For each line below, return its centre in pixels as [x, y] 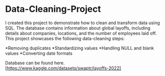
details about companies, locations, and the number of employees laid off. [81, 33]
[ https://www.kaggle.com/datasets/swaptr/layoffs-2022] [63, 68]
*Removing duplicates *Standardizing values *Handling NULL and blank [80, 48]
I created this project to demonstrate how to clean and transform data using [82, 23]
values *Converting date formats [39, 53]
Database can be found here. [35, 63]
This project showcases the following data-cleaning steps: [65, 38]
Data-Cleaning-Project [53, 9]
